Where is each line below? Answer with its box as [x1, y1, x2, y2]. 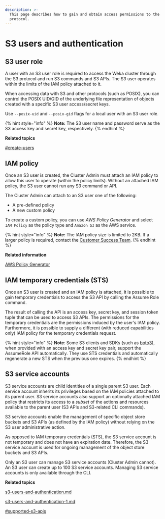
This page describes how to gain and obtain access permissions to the [9, 12, 160, 17]
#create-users [5, 145, 34, 151]
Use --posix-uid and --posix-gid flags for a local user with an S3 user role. [5, 111, 159, 117]
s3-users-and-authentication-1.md [5, 498, 75, 504]
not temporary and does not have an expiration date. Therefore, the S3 [5, 439, 149, 445]
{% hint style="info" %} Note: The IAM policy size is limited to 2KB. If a [5, 232, 149, 238]
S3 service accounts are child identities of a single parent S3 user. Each [5, 383, 151, 389]
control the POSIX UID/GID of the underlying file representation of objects [5, 96, 155, 102]
